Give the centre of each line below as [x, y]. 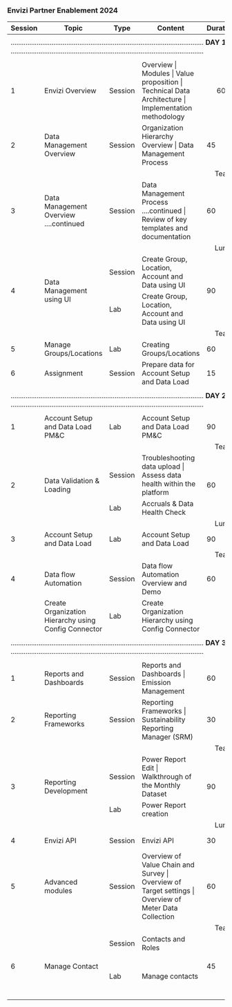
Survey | [155, 874]
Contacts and [163, 939]
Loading [58, 489]
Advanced [61, 882]
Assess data [161, 476]
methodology [163, 117]
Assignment [64, 373]
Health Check [164, 512]
